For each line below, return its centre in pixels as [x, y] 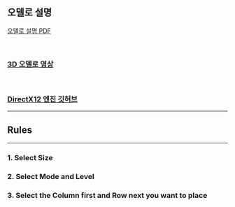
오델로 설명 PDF [29, 31]
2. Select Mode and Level [51, 177]
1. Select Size [30, 158]
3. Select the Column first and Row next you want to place [107, 195]
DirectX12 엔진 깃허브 [43, 99]
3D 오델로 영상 [30, 64]
